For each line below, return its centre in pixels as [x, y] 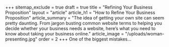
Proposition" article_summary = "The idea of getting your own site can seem [85, 18]
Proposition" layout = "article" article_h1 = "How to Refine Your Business [80, 12]
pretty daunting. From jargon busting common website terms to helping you [84, 23]
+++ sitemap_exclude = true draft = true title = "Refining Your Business [79, 7]
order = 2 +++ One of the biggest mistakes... [85, 39]
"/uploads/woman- [145, 34]
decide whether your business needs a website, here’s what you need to [80, 28]
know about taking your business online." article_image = [65, 34]
